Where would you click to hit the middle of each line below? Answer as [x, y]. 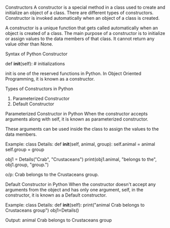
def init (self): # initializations [35, 64]
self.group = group [25, 149]
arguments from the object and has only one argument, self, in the [74, 190]
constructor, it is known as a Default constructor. [56, 195]
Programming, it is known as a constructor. [50, 79]
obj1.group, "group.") [27, 165]
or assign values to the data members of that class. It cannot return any [80, 39]
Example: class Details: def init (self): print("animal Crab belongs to [75, 205]
